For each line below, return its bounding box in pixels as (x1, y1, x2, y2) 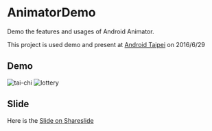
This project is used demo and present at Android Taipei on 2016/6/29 (7, 40, 206, 48)
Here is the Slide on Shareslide (7, 116, 94, 124)
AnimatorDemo (7, 5, 96, 20)
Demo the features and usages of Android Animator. (7, 27, 154, 35)
